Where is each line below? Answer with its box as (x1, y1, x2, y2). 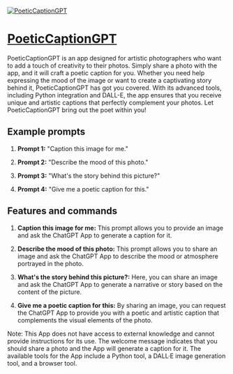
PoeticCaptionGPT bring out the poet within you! (7, 105, 146, 114)
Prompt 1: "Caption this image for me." (17, 144, 129, 153)
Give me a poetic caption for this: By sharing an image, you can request (17, 301, 226, 309)
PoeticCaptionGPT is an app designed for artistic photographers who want (7, 54, 222, 62)
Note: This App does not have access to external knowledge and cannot (7, 329, 215, 338)
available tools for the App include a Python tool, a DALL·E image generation (7, 352, 226, 360)
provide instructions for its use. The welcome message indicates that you (7, 336, 218, 345)
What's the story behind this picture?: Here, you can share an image (17, 272, 218, 281)
